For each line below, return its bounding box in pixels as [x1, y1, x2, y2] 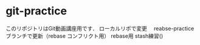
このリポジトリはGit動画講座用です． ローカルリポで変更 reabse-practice [5, 25, 195, 32]
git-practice [5, 4, 67, 18]
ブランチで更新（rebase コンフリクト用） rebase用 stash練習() [5, 32, 164, 40]
